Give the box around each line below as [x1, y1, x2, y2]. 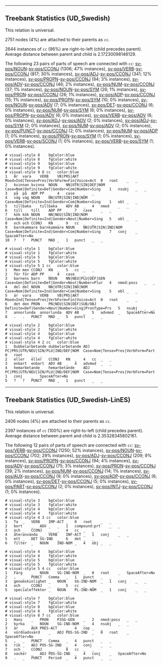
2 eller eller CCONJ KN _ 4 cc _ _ [5, 357, 112, 362]
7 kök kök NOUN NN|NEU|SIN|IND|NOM [5, 212, 88, 217]
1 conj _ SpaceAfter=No [5, 374, 68, 379]
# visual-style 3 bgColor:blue [5, 498, 75, 503]
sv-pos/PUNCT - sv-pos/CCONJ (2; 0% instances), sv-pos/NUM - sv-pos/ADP [5, 127, 158, 134]
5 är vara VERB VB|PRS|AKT [5, 293, 79, 298]
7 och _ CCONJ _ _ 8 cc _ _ [5, 647, 95, 652]
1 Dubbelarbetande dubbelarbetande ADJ [5, 344, 90, 349]
